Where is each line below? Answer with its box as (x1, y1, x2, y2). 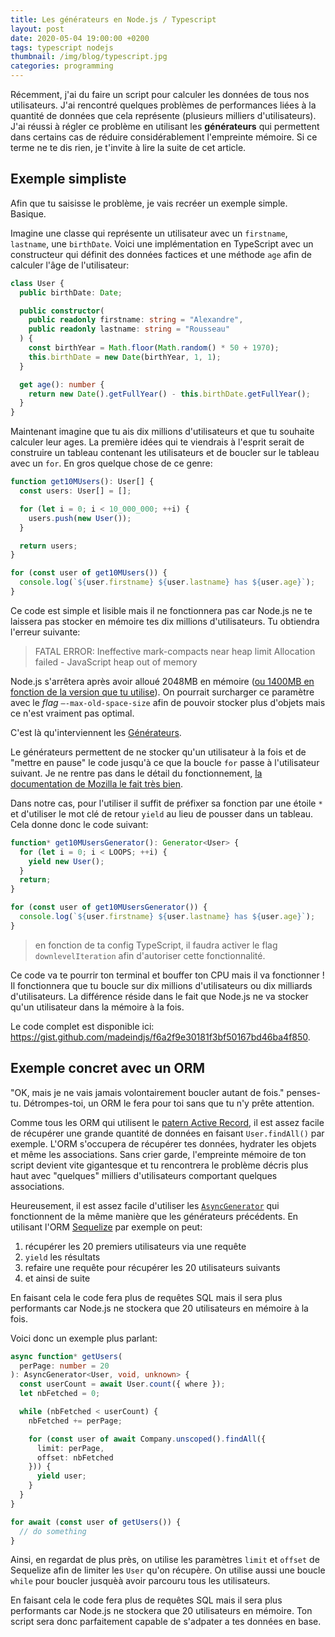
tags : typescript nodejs (10, 42, 114, 53)
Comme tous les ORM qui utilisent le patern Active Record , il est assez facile (10, 1116, 325, 1128)
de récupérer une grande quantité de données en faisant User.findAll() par (10, 1127, 325, 1139)
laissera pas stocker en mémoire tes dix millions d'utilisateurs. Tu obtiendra (10, 615, 320, 627)
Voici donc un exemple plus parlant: (10, 1332, 158, 1344)
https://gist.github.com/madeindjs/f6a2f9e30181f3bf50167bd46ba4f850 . (10, 1031, 311, 1043)
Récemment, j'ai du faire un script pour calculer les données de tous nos (10, 89, 310, 100)
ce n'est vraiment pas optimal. (10, 707, 135, 719)
